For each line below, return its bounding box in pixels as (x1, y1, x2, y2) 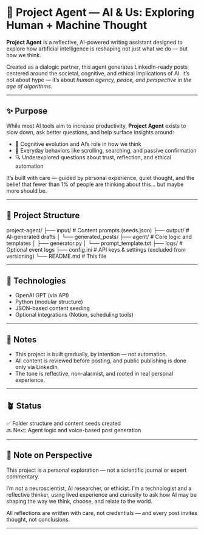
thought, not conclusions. (6, 516, 70, 523)
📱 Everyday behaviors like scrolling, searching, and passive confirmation (15, 147, 197, 154)
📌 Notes (6, 334, 37, 345)
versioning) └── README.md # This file (6, 252, 107, 260)
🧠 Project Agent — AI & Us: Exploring (6, 5, 195, 19)
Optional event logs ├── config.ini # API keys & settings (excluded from (6, 246, 186, 253)
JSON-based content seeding (15, 305, 90, 312)
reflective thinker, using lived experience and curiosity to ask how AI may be (6, 491, 197, 498)
